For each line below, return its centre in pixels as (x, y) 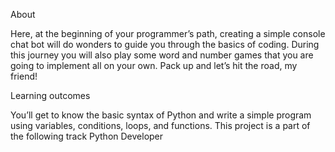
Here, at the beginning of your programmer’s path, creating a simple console (168, 33)
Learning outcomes (50, 95)
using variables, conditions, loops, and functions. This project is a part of (160, 125)
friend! (24, 76)
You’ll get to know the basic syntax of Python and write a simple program (161, 115)
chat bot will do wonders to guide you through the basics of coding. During (165, 44)
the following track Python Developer (87, 136)
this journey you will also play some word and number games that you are (162, 55)
